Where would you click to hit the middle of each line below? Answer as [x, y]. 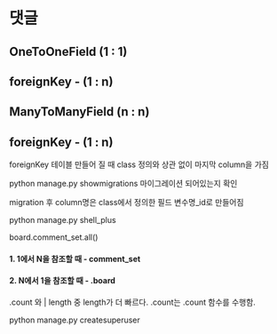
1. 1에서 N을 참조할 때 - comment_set [75, 258]
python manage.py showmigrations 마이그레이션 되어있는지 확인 [123, 184]
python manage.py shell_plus [63, 220]
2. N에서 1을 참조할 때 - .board [62, 281]
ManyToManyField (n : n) [79, 112]
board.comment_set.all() [54, 237]
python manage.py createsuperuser [75, 320]
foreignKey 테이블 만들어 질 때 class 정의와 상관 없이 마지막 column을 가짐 [139, 164]
